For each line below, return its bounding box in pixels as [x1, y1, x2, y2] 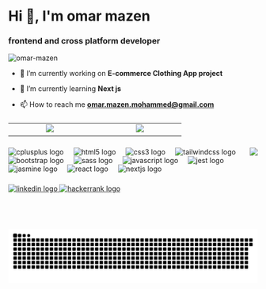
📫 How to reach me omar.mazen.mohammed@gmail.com [19, 100, 215, 109]
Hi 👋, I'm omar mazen [8, 7, 150, 25]
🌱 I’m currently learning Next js [19, 84, 121, 93]
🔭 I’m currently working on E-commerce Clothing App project [19, 69, 223, 78]
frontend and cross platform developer [8, 36, 161, 47]
